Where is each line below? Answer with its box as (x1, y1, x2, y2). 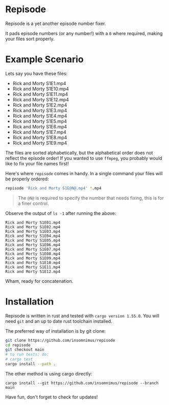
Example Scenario (5, 53, 84, 65)
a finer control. (17, 200, 49, 206)
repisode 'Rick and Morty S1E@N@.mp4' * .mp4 (5, 185, 102, 191)
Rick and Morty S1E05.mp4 (5, 238, 60, 243)
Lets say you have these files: (5, 70, 68, 76)
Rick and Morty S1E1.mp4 (12, 80, 66, 86)
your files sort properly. (5, 36, 55, 42)
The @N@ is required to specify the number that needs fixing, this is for (17, 195, 164, 201)
